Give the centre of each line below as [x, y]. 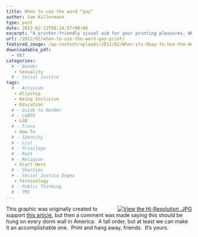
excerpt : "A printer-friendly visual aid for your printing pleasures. [96, 34]
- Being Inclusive [37, 99]
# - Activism [27, 88]
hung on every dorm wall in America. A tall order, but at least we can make [97, 221]
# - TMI [21, 192]
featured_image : [26, 45]
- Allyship [27, 94]
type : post [19, 22]
